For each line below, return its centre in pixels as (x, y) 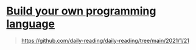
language (31, 24)
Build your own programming (81, 11)
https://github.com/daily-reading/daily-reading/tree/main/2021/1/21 (105, 40)
